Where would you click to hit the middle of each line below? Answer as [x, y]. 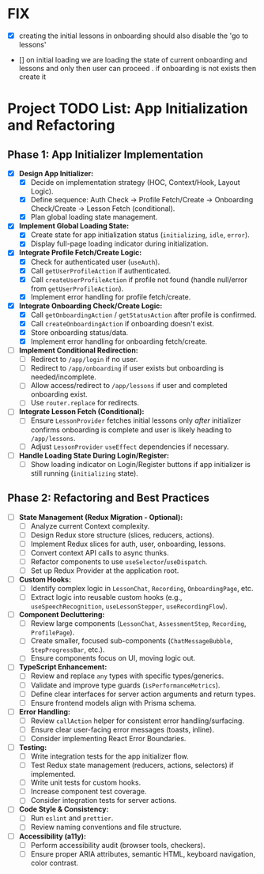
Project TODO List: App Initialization [128, 109]
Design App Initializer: [56, 173]
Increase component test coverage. [89, 792]
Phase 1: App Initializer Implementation [106, 154]
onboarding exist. [59, 394]
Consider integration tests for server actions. [104, 801]
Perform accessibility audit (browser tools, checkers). [118, 845]
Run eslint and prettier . [72, 818]
